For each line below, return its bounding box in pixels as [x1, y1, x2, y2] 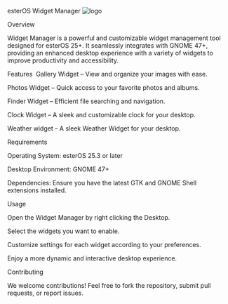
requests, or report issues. [7, 289, 84, 297]
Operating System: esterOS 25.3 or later [7, 152, 123, 159]
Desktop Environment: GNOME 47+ [7, 165, 110, 173]
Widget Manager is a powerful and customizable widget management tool [7, 34, 221, 42]
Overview [7, 20, 35, 28]
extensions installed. [7, 186, 67, 194]
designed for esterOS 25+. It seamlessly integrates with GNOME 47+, [7, 41, 208, 49]
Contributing [7, 267, 43, 276]
